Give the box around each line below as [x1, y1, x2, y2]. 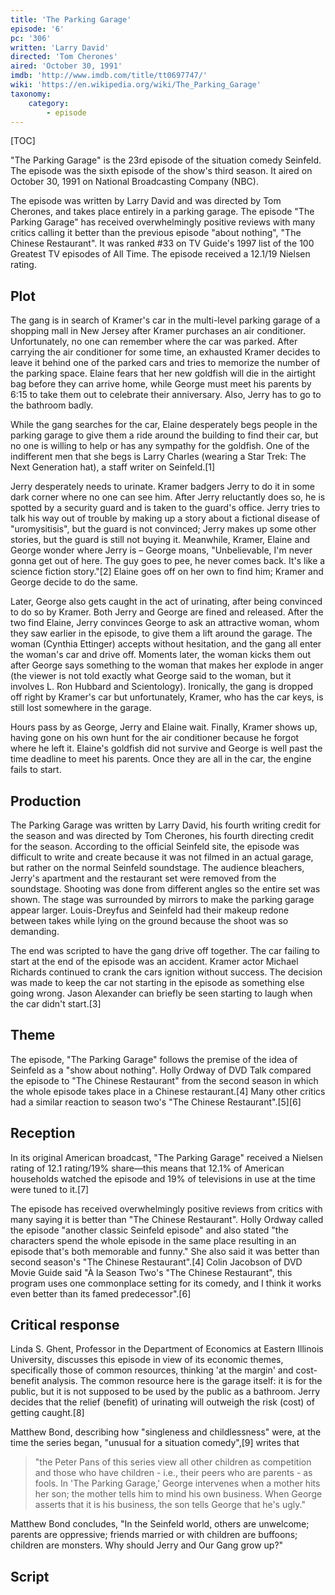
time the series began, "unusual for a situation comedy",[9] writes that [10, 1437, 300, 1449]
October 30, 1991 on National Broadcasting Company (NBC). [10, 176, 259, 188]
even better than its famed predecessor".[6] [10, 1287, 192, 1300]
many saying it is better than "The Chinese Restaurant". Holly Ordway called [10, 1213, 324, 1225]
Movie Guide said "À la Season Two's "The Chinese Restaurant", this [10, 1266, 293, 1278]
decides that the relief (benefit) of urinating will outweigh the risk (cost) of [10, 1396, 315, 1408]
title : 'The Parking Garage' [10, 14, 132, 25]
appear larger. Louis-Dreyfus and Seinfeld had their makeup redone [10, 904, 290, 916]
